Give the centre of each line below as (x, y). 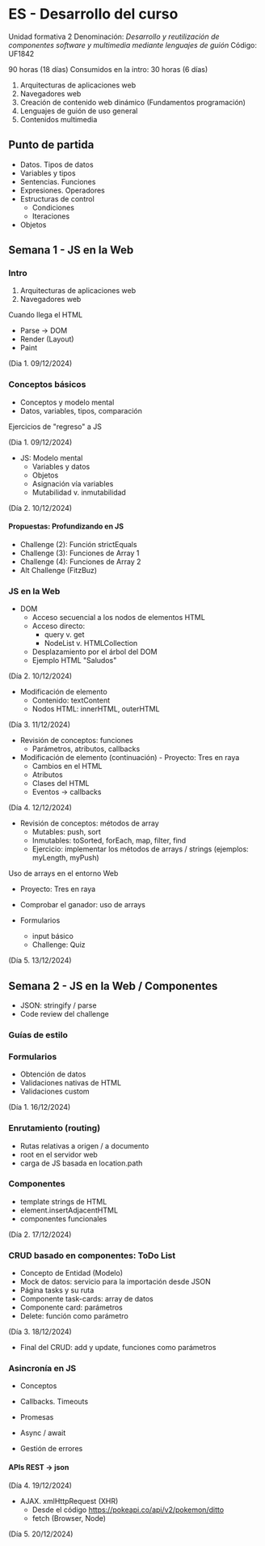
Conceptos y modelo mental (67, 402)
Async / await (43, 1433)
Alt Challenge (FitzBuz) (59, 570)
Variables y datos (61, 466)
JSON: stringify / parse (58, 1005)
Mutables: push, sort (66, 832)
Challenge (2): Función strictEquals (78, 544)
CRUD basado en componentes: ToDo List (92, 1255)
